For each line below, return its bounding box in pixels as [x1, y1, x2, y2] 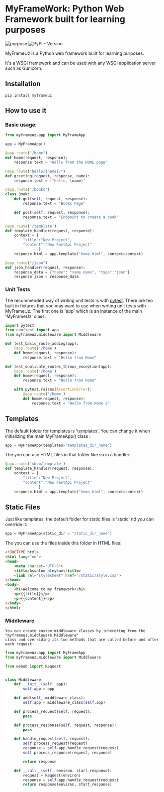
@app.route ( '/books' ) [5, 187, 50, 192]
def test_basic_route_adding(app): [5, 341, 79, 346]
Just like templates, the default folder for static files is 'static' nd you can [5, 516, 154, 522]
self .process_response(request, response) [23, 750, 112, 755]
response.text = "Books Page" [23, 201, 85, 206]
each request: [5, 641, 35, 647]
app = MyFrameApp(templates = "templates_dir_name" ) [5, 443, 112, 448]
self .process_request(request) [23, 741, 88, 746]
